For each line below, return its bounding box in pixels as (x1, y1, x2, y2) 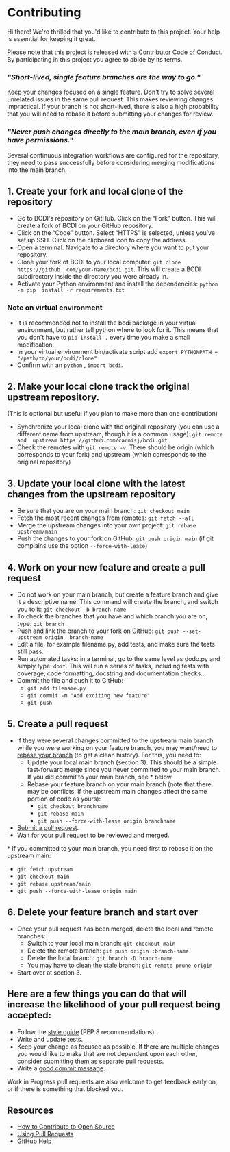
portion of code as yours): (27, 794, 101, 803)
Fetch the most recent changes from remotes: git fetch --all (16, 514, 194, 522)
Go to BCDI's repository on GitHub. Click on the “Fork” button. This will (16, 214, 217, 223)
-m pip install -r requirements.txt (16, 287, 125, 294)
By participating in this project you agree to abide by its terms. (7, 55, 183, 63)
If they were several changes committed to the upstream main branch (16, 736, 214, 744)
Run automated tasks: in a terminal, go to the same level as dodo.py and (16, 655, 220, 663)
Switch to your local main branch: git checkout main (27, 939, 176, 947)
